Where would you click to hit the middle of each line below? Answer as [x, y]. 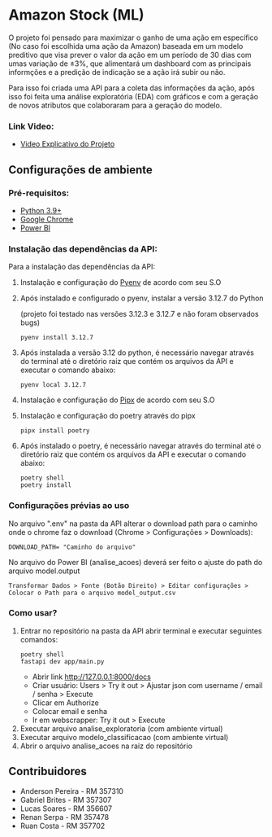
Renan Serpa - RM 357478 [65, 817]
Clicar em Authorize [65, 703]
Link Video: [31, 126]
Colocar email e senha [70, 711]
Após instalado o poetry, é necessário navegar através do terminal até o [140, 446]
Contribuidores [47, 771]
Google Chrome [47, 219]
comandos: [39, 639]
